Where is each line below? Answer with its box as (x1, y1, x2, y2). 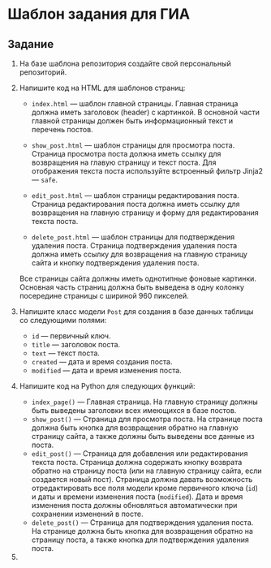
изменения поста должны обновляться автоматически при (31, 501, 238, 510)
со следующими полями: (19, 316, 107, 325)
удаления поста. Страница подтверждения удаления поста (31, 241, 238, 250)
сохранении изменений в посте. (31, 509, 144, 519)
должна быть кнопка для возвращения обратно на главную (31, 423, 239, 432)
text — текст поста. (31, 348, 101, 358)
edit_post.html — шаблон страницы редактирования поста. (31, 191, 240, 200)
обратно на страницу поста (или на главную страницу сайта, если (31, 466, 262, 475)
